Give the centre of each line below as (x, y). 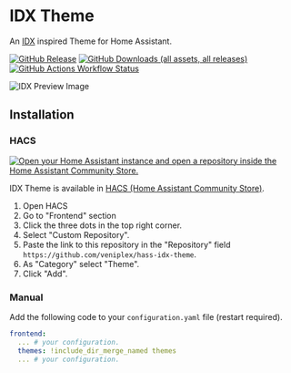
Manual (26, 297)
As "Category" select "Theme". (81, 264)
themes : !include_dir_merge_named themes (97, 351)
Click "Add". (45, 274)
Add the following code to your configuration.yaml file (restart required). (146, 316)
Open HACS (45, 205)
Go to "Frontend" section (69, 215)
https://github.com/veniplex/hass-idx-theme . (110, 254)
